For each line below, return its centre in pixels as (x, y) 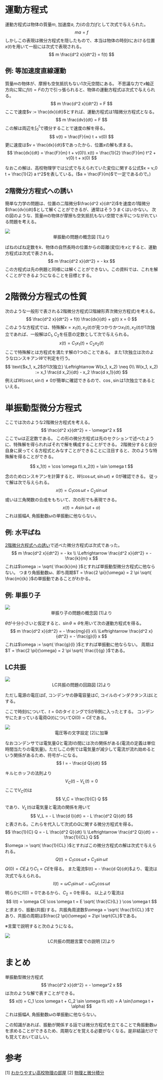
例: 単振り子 (23, 595)
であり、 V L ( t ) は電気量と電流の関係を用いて (48, 808)
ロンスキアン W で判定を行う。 (43, 358)
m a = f (81, 32)
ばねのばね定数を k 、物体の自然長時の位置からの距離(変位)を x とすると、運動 (81, 247)
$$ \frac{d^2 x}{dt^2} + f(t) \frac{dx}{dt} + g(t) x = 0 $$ (81, 319)
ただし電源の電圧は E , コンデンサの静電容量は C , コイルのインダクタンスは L (79, 695)
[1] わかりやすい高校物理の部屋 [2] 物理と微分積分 (55, 1072)
